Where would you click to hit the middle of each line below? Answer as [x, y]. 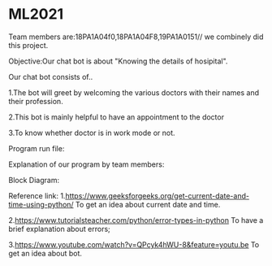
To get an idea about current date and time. [148, 204]
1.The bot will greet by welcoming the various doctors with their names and [134, 92]
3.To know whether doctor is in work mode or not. [92, 133]
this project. [28, 45]
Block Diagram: [34, 180]
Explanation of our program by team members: [86, 164]
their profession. [36, 101]
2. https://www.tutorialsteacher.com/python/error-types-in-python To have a [136, 220]
